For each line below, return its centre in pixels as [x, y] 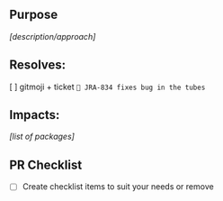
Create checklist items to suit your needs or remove [118, 187]
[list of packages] [42, 137]
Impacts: [35, 115]
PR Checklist [46, 164]
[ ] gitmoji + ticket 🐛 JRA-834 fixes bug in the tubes [107, 87]
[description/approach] [53, 36]
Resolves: [38, 65]
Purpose [34, 15]
